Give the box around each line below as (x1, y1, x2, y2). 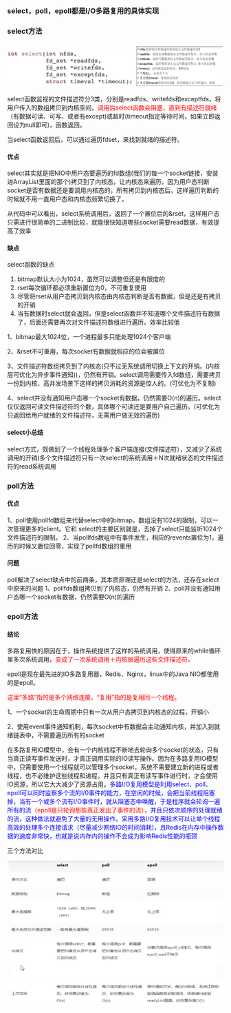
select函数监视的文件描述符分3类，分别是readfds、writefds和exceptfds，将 (7, 95, 221, 103)
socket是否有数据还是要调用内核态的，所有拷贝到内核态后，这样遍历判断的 (7, 186, 219, 194)
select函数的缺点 (7, 260, 55, 269)
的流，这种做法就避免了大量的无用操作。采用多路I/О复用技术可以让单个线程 (7, 815, 221, 823)
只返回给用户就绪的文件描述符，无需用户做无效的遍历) (7, 411, 160, 420)
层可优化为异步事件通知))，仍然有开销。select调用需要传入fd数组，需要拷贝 (7, 371, 221, 379)
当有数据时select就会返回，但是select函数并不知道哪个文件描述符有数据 (16, 309, 221, 318)
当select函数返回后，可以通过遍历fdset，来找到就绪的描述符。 (7, 136, 184, 144)
